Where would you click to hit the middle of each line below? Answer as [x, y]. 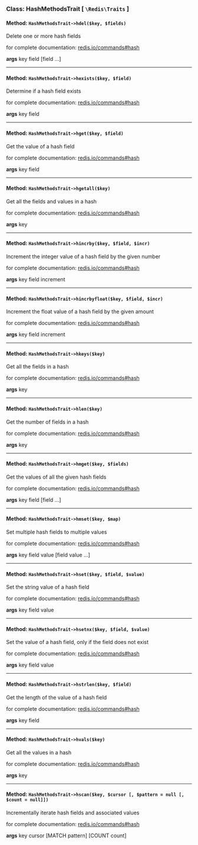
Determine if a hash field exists [44, 91]
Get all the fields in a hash [37, 367]
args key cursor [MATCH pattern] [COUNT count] [66, 836]
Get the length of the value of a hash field [57, 697]
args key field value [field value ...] [48, 555]
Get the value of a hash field [40, 146]
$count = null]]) [27, 800]
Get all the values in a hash [39, 752]
